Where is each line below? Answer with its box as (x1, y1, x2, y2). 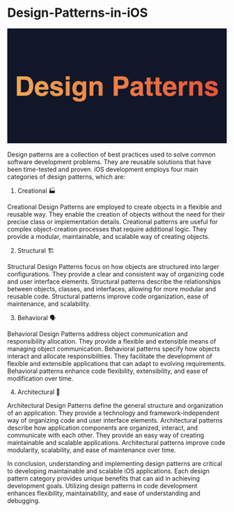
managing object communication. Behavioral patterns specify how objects (7, 344, 221, 353)
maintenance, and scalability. (7, 300, 91, 308)
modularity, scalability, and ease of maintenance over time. (7, 446, 176, 455)
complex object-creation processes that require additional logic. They (7, 225, 208, 233)
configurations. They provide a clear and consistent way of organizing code (7, 270, 225, 279)
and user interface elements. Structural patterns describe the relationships (7, 277, 221, 286)
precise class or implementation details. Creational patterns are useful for (7, 218, 218, 226)
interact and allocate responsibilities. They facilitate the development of (7, 352, 212, 360)
